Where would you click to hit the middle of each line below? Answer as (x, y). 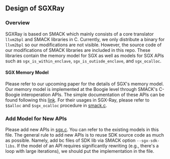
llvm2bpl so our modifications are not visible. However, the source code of (83, 45)
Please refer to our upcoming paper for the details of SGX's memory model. (85, 84)
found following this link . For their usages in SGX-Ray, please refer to (77, 100)
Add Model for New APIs (36, 118)
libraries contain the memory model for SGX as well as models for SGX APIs (85, 55)
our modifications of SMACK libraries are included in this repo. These (78, 50)
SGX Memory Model (27, 73)
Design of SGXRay (35, 8)
